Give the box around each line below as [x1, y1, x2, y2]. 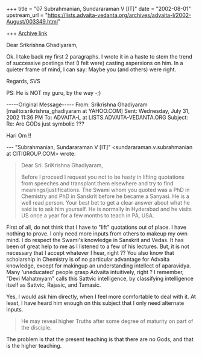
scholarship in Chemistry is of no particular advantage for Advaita [6, 256, 170, 263]
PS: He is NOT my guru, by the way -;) [6, 89, 101, 96]
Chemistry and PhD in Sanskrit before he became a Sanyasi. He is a [21, 193, 190, 200]
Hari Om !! [6, 132, 31, 139]
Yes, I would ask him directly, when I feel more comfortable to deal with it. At [6, 293, 196, 300]
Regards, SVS [6, 78, 41, 85]
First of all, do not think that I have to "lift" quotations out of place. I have [6, 223, 187, 231]
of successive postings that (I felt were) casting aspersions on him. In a [6, 60, 183, 66]
